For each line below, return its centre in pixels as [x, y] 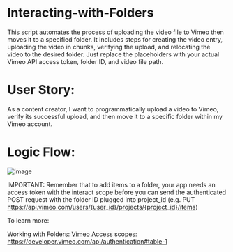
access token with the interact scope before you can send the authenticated [117, 192]
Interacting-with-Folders [81, 13]
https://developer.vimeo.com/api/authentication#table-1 [88, 241]
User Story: [41, 90]
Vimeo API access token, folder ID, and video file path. [85, 61]
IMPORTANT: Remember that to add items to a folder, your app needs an [111, 184]
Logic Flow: [41, 152]
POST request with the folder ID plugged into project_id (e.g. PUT [101, 199]
